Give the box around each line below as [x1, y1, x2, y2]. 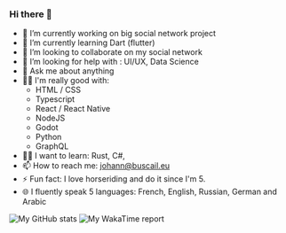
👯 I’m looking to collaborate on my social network [21, 47, 203, 58]
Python [35, 132, 62, 143]
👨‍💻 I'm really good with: [21, 75, 109, 86]
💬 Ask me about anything [21, 66, 115, 76]
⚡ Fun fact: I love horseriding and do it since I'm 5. [21, 174, 206, 184]
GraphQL [35, 141, 69, 151]
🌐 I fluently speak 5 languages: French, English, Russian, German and [21, 186, 278, 198]
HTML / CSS [35, 84, 82, 96]
